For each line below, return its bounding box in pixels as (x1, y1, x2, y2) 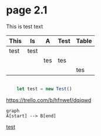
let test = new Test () (16, 86, 72, 91)
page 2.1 (6, 4, 48, 17)
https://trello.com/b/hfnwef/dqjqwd (6, 96, 92, 103)
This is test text (6, 23, 43, 30)
